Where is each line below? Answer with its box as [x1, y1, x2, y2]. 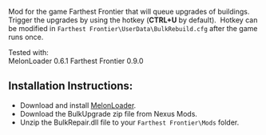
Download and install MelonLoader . [19, 100, 137, 110]
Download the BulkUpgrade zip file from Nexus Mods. [19, 109, 198, 118]
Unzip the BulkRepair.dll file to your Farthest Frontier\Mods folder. [19, 117, 240, 127]
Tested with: [8, 48, 50, 57]
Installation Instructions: [8, 79, 133, 93]
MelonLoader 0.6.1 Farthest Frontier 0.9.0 [8, 56, 144, 66]
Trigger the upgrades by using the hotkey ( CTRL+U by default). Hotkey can [8, 15, 258, 25]
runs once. [8, 32, 44, 42]
